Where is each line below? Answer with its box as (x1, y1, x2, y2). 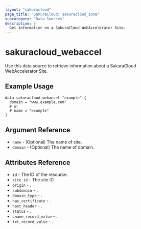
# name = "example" (9, 108, 49, 113)
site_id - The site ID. (12, 176, 55, 182)
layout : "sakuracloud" (5, 7, 51, 12)
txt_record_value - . (12, 218, 53, 224)
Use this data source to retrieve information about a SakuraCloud (5, 63, 136, 69)
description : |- (5, 21, 38, 26)
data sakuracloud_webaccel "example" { (5, 95, 87, 100)
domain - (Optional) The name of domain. (12, 144, 94, 150)
